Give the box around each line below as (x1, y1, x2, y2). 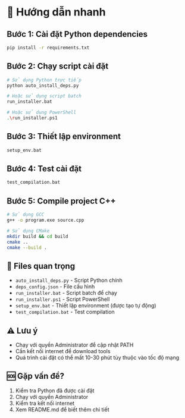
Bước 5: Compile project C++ (7, 196, 116, 206)
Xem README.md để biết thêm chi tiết (15, 406, 109, 413)
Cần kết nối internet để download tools (15, 348, 111, 354)
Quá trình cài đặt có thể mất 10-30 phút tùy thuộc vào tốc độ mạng (15, 354, 180, 361)
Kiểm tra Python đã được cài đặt (15, 386, 95, 394)
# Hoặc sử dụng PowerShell (7, 109, 77, 115)
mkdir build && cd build (7, 233, 68, 240)
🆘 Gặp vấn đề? (7, 371, 65, 381)
